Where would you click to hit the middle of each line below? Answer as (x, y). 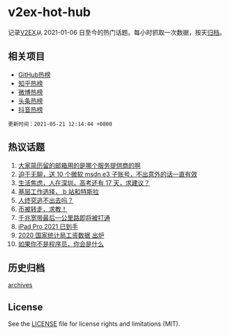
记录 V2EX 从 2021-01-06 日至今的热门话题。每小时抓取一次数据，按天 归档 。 (117, 32)
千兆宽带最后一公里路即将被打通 (64, 218)
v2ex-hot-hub (50, 12)
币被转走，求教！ (43, 209)
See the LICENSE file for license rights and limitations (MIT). (94, 324)
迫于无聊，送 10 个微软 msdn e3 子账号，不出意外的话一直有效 (108, 174)
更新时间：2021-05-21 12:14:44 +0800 (60, 124)
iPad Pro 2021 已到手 (48, 226)
